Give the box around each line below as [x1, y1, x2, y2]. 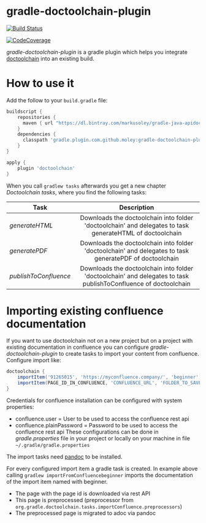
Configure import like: [6, 357, 61, 364]
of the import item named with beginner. [6, 478, 108, 485]
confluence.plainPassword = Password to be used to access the [15, 421, 178, 429]
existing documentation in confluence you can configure [6, 343, 149, 351]
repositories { [17, 114, 56, 120]
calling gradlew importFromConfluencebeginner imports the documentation [6, 471, 193, 479]
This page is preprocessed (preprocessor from [15, 496, 134, 503]
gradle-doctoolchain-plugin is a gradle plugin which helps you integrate [6, 48, 188, 56]
